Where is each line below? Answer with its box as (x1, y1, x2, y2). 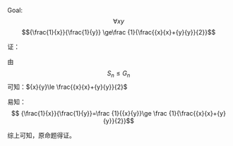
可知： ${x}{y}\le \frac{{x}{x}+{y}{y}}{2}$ (7, 83, 128, 91)
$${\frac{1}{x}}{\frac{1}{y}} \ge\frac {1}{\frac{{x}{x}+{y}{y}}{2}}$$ (21, 28, 216, 36)
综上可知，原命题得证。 (7, 130, 76, 140)
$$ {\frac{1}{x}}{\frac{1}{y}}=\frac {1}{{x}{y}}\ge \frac (11, 109, 167, 117)
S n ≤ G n (107, 69, 131, 79)
